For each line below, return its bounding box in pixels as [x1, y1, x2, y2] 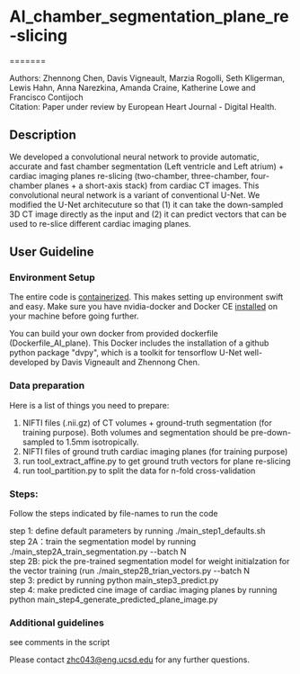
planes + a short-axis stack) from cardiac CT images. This [44, 180, 260, 191]
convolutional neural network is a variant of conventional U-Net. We [9, 189, 260, 200]
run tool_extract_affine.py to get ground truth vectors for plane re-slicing [22, 455, 291, 466]
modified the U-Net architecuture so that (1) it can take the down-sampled [9, 199, 284, 210]
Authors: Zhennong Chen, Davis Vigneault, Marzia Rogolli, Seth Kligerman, [9, 72, 286, 83]
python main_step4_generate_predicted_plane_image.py [9, 594, 218, 605]
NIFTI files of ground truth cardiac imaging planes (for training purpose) [22, 445, 288, 456]
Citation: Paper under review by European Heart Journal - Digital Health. [9, 101, 277, 112]
